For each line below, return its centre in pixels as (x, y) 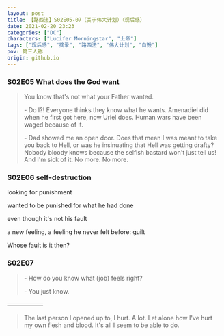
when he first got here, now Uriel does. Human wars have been (113, 118)
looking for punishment (40, 192)
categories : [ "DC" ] (35, 33)
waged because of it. (54, 125)
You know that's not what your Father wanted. (88, 97)
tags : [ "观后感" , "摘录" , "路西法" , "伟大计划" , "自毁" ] (83, 45)
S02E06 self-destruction (50, 177)
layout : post (26, 13)
